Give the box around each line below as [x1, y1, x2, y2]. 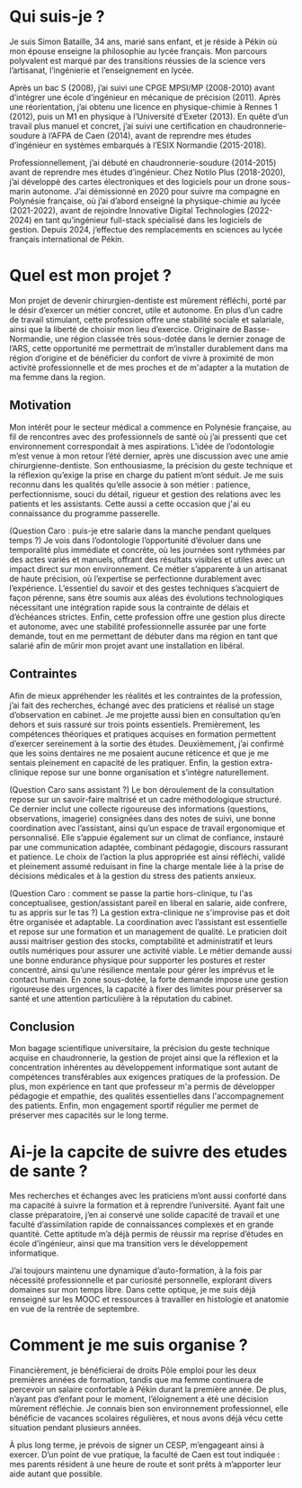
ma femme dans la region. [9, 371, 106, 382]
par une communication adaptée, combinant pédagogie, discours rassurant [9, 841, 289, 852]
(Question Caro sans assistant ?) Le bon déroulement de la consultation [9, 784, 274, 794]
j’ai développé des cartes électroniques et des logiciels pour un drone [9, 176, 268, 186]
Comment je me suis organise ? [9, 1335, 249, 1356]
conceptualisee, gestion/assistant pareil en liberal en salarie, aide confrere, [9, 897, 288, 908]
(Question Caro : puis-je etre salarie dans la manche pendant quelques [9, 525, 271, 536]
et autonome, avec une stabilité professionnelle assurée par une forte [9, 621, 267, 631]
